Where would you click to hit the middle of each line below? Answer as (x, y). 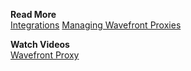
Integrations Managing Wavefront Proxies (96, 25)
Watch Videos (40, 44)
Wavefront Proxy (45, 55)
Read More (33, 14)
